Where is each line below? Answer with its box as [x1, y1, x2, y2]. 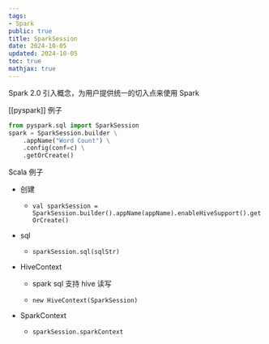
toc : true [8, 58, 42, 66]
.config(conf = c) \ [23, 144, 85, 153]
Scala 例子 [8, 167, 44, 177]
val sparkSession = [32, 202, 99, 211]
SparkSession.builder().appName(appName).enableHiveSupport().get [32, 209, 262, 217]
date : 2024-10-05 [8, 42, 67, 50]
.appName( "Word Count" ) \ [23, 136, 111, 144]
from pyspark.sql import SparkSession [8, 121, 139, 130]
